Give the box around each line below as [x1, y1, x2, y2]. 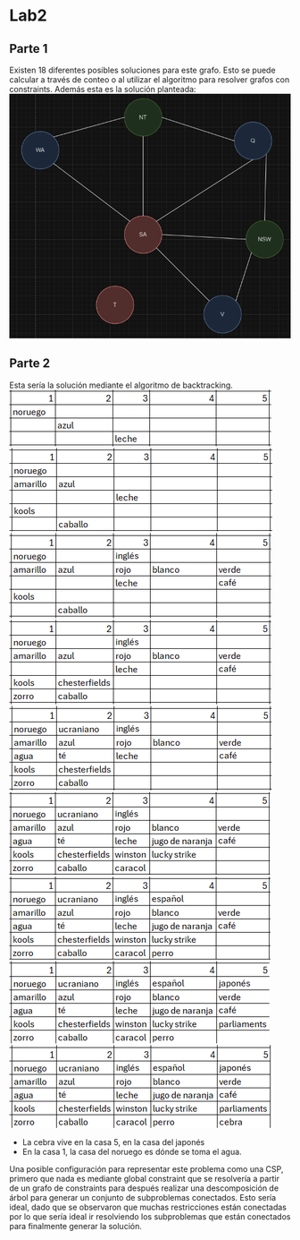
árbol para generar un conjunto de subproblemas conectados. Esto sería [9, 1192, 277, 1202]
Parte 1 [9, 41, 48, 56]
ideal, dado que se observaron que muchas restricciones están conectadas [9, 1202, 287, 1212]
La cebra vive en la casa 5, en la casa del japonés [21, 1136, 205, 1147]
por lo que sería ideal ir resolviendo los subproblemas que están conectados [9, 1210, 291, 1222]
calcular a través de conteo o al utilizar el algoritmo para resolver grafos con [9, 74, 290, 85]
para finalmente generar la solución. [9, 1220, 143, 1231]
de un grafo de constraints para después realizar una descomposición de [9, 1183, 279, 1193]
